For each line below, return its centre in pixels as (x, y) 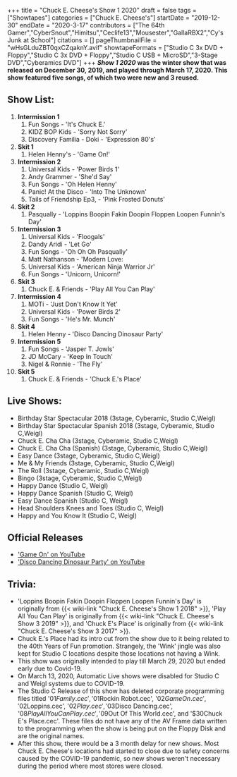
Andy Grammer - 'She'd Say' (70, 176)
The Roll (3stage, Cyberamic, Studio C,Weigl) (83, 470)
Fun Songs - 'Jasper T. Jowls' (71, 349)
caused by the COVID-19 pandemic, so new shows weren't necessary (119, 759)
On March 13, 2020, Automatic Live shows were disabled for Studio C (119, 676)
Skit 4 (26, 326)
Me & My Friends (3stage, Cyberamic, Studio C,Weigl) (96, 463)
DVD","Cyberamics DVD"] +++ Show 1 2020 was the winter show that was (117, 62)
